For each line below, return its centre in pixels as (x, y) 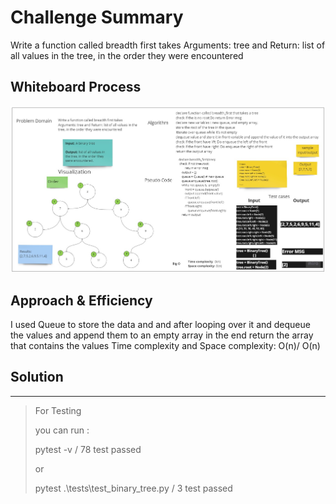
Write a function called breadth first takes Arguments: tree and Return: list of (168, 45)
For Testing (58, 410)
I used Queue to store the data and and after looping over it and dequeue (160, 325)
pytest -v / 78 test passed (88, 449)
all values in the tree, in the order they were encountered (127, 55)
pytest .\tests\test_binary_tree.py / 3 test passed (133, 488)
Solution (37, 377)
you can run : (62, 430)
